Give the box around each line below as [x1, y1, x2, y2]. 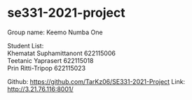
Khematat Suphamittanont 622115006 [7, 49, 116, 57]
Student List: [7, 41, 44, 50]
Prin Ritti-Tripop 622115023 [7, 64, 86, 72]
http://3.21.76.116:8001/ [7, 85, 74, 93]
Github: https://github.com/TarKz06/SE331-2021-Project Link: [7, 77, 186, 85]
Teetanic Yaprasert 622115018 [7, 56, 94, 64]
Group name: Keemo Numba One [7, 28, 103, 36]
